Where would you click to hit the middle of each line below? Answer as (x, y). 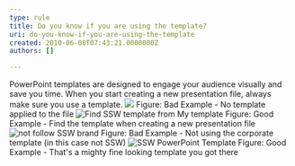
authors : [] (31, 51)
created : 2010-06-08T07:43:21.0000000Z (84, 43)
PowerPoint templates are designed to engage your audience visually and (146, 84)
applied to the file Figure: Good (142, 114)
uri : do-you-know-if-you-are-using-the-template (102, 34)
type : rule (30, 17)
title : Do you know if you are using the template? (108, 26)
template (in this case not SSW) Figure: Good (148, 143)
